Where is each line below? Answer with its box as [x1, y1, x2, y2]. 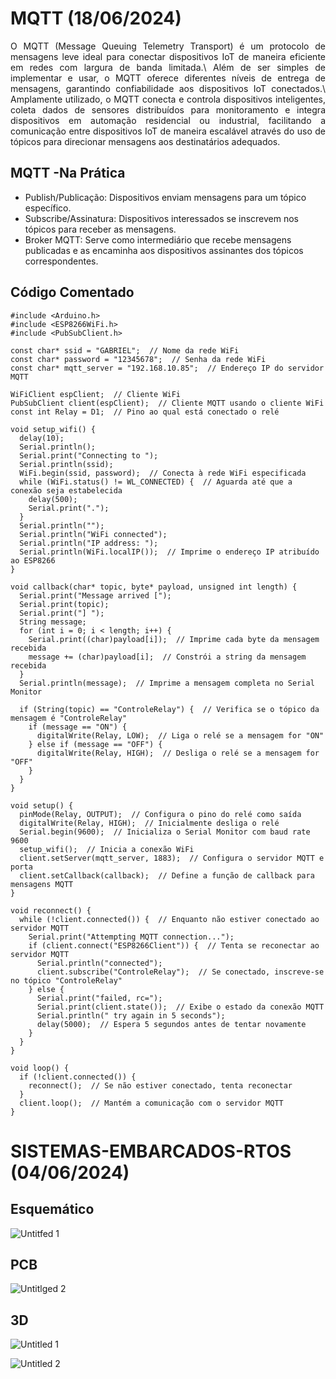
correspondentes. [24, 255, 99, 267]
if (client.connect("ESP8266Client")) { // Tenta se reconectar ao [28, 940, 320, 951]
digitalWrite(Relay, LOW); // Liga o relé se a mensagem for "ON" [36, 730, 325, 741]
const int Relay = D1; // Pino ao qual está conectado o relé [10, 407, 280, 417]
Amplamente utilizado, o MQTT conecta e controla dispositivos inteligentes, [10, 93, 326, 105]
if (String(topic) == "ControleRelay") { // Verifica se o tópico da [19, 704, 320, 714]
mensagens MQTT [10, 879, 74, 889]
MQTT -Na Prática [10, 165, 126, 182]
